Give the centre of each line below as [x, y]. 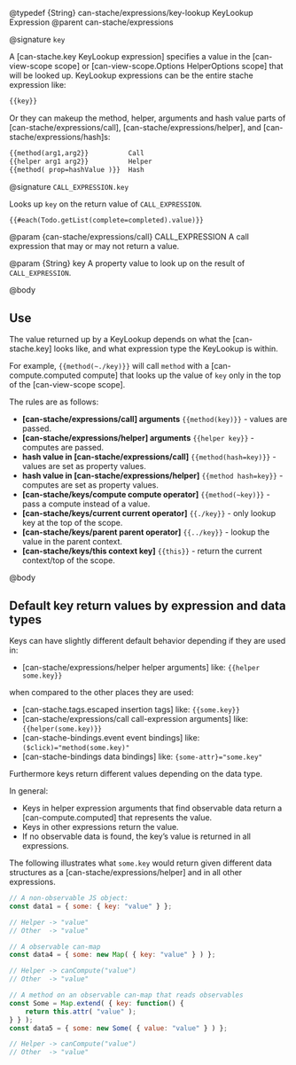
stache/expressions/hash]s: [60, 137]
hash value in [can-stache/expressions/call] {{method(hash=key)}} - [149, 457]
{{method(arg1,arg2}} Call [77, 153]
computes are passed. [63, 448]
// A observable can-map [55, 947]
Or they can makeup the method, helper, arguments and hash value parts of [148, 118]
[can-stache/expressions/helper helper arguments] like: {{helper [140, 667]
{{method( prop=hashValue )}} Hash [77, 169]
